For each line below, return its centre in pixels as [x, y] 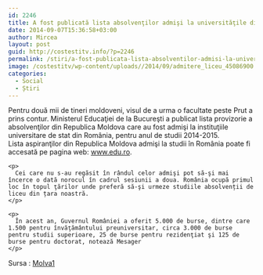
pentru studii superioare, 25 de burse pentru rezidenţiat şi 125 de [124, 235]
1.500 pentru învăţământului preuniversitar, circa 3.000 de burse [121, 228]
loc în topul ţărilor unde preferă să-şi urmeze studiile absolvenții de [131, 187]
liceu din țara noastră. [49, 194]
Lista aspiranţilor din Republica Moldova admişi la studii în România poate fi [129, 144]
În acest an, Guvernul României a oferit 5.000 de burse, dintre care [133, 221]
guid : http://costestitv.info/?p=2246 [71, 52]
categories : [27, 74]
